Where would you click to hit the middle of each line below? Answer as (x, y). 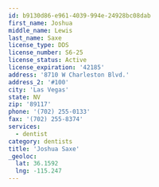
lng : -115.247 (39, 171)
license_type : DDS (39, 45)
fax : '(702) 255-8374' (46, 119)
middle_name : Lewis (41, 30)
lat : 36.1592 (37, 164)
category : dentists (41, 141)
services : (25, 127)
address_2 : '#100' (39, 82)
